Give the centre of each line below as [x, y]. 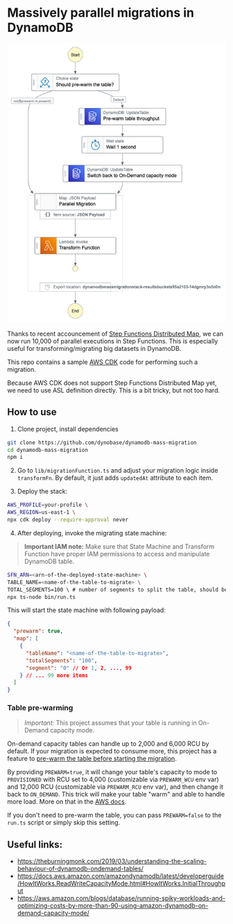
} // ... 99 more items [54, 675]
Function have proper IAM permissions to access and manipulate [117, 554]
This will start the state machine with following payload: [87, 610]
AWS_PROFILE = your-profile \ [48, 505]
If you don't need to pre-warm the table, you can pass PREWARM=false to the [114, 815]
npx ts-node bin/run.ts [42, 597]
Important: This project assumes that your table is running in [110, 723]
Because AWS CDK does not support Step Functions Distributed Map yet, [112, 383]
